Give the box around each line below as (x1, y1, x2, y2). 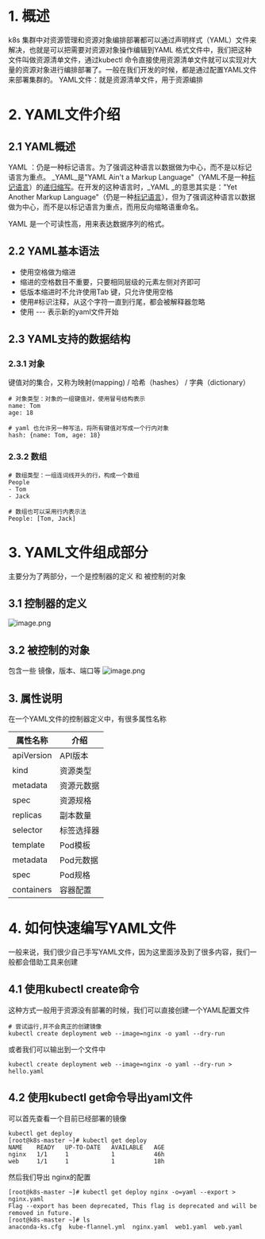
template (12, 840, 45, 851)
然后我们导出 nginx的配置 (8, 1172, 91, 1182)
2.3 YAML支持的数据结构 (8, 332, 131, 346)
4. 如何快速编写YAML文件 (8, 919, 177, 938)
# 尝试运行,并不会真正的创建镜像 (8, 1023, 102, 1031)
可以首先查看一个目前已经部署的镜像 (8, 1113, 127, 1123)
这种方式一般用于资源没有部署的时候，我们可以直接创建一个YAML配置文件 (8, 1005, 250, 1015)
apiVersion (12, 750, 52, 761)
